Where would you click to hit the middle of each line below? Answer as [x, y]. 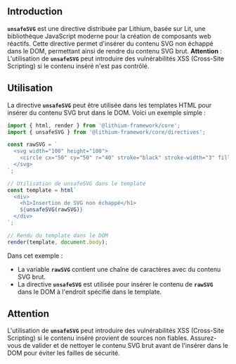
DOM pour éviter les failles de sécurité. [64, 353]
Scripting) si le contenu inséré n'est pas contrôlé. [78, 65]
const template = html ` [42, 190]
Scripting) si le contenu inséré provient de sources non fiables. [98, 338]
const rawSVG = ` [33, 145]
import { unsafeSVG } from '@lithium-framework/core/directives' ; [106, 132]
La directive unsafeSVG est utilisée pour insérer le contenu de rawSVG [115, 284]
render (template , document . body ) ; [58, 242]
